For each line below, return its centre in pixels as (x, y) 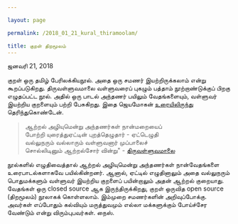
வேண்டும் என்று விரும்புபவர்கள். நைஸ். (61, 213)
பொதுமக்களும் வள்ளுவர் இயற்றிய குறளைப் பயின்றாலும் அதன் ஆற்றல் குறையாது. (116, 181)
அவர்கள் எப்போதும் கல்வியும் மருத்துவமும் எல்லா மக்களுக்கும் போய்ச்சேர (107, 205)
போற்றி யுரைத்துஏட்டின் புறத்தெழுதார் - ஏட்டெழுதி (92, 134)
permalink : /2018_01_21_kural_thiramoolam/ (73, 33)
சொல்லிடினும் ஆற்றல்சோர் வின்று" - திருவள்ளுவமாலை (100, 151)
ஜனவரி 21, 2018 (31, 66)
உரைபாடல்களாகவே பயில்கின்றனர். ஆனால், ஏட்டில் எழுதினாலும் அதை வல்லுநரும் (119, 173)
